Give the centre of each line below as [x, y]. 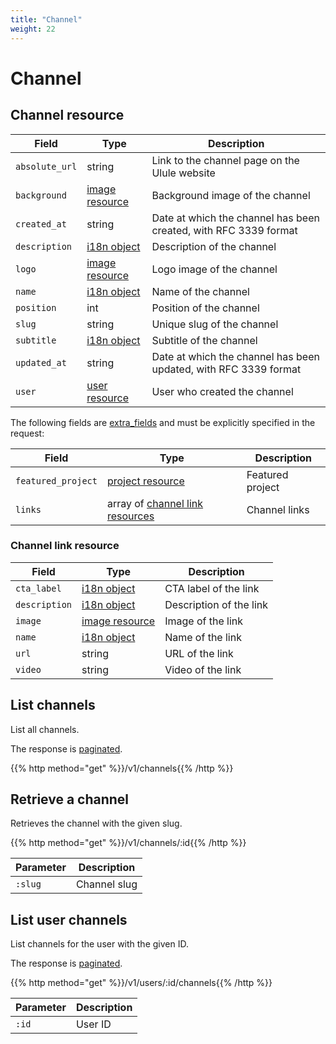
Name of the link [203, 637]
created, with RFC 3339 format [224, 230]
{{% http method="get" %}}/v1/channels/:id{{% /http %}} [128, 843]
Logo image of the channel [214, 269]
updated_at [41, 362]
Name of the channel [200, 291]
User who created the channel [222, 391]
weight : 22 [33, 29]
